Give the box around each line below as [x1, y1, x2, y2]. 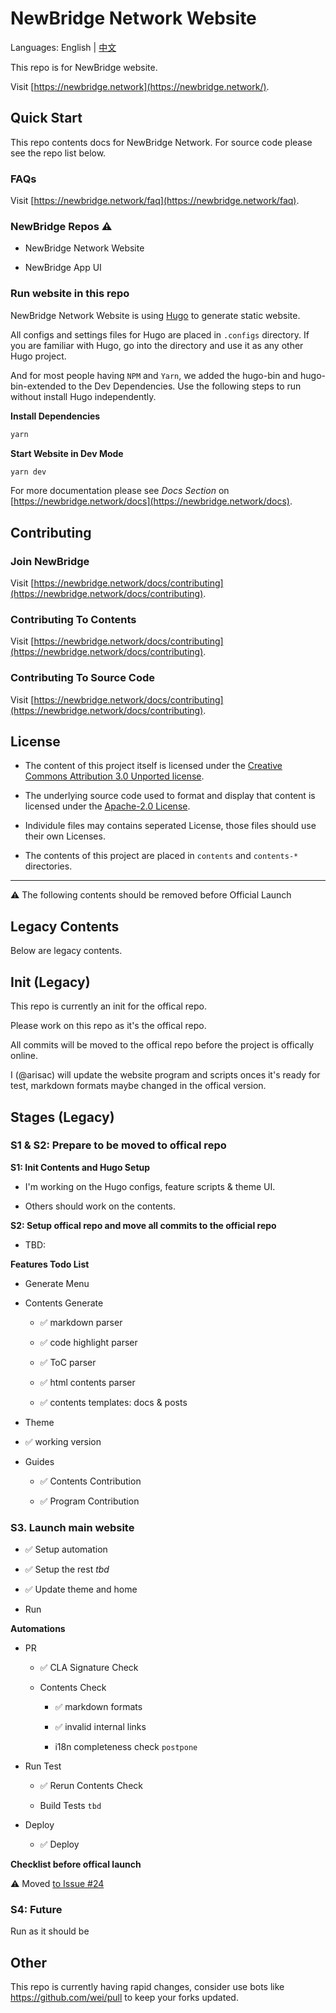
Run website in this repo [10, 287, 130, 301]
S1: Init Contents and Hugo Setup [10, 1161, 151, 1173]
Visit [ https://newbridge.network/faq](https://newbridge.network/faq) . [10, 195, 300, 207]
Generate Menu [24, 1277, 90, 1289]
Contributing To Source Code [10, 671, 155, 685]
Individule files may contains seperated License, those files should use [24, 820, 317, 832]
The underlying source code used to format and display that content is [24, 790, 316, 802]
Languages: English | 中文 [10, 41, 117, 53]
